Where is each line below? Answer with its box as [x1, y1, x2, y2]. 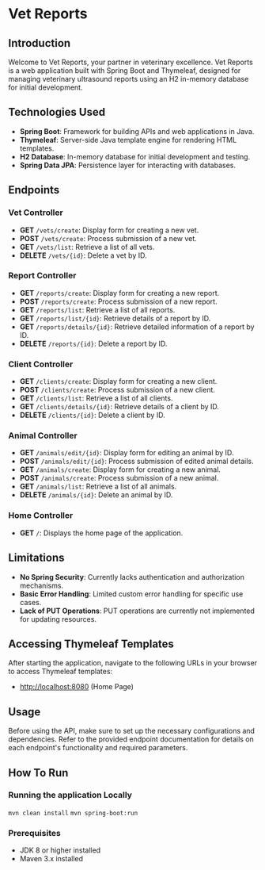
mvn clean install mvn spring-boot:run [8, 809, 138, 817]
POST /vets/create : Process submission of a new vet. [19, 233, 198, 243]
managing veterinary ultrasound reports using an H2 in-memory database [8, 75, 249, 83]
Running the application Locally [8, 790, 133, 801]
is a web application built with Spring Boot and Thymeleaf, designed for [8, 66, 241, 75]
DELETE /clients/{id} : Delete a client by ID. [19, 410, 165, 420]
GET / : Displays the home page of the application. [19, 528, 184, 538]
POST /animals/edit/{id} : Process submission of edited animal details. [19, 457, 254, 466]
